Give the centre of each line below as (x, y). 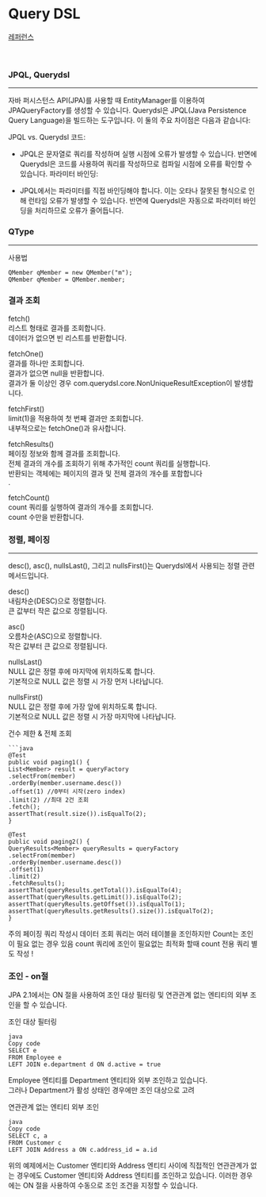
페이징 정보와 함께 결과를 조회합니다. (64, 453)
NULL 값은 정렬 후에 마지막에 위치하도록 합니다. (82, 672)
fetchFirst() (27, 409)
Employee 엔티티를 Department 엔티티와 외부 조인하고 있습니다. (108, 1080)
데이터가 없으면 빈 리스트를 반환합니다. (67, 337)
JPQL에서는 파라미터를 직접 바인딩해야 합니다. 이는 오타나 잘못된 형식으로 (133, 191)
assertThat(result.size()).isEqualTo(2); (78, 814)
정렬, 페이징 (29, 539)
